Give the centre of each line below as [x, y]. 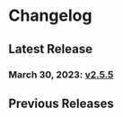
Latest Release [51, 49]
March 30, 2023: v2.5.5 [61, 75]
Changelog [50, 16]
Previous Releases [61, 103]
